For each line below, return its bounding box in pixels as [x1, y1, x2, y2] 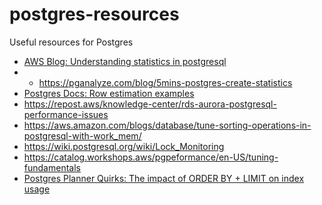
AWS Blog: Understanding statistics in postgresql [23, 55, 227, 67]
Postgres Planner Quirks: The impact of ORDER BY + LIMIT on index [23, 172, 305, 184]
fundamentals [23, 161, 81, 173]
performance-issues [23, 108, 109, 120]
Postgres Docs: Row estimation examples [23, 87, 195, 99]
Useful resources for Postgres [9, 36, 134, 48]
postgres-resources [9, 3, 180, 26]
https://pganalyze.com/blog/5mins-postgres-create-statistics [38, 76, 293, 88]
